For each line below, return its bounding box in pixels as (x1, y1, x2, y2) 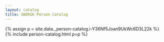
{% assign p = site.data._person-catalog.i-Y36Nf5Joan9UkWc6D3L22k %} (5, 25, 159, 31)
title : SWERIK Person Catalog (5, 12, 68, 17)
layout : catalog (5, 7, 39, 12)
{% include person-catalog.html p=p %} (5, 31, 88, 37)
